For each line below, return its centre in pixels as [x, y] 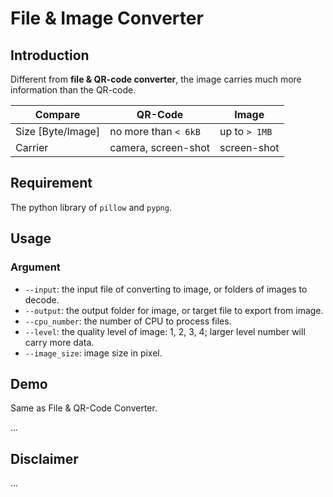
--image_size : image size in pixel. [93, 353]
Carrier [32, 147]
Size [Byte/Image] [58, 131]
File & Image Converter [107, 18]
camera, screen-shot [159, 147]
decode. [42, 299]
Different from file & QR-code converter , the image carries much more [156, 79]
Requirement [51, 183]
